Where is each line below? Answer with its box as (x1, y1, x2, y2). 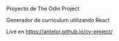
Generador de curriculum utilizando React (6, 17, 110, 23)
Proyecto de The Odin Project (6, 5, 80, 12)
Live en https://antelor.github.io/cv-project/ (6, 28, 113, 35)
